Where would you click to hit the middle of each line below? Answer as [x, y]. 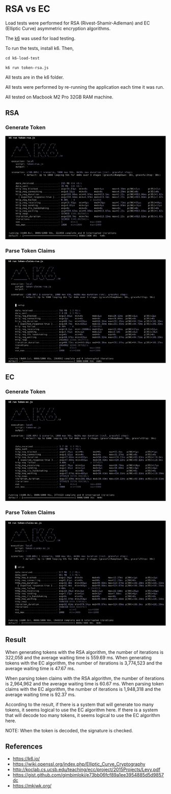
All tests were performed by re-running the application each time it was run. [85, 87]
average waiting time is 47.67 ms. [40, 668]
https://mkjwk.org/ [32, 786]
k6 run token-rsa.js [27, 68]
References [24, 747]
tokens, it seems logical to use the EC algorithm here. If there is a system [82, 710]
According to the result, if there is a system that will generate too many [80, 704]
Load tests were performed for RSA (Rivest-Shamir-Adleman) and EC [78, 23]
